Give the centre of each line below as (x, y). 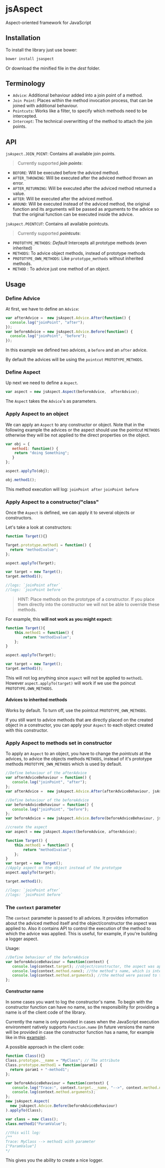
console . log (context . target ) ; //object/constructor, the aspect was (83, 966)
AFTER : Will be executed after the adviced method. (63, 199)
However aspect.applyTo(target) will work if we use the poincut (71, 683)
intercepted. (25, 116)
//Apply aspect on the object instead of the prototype (64, 868)
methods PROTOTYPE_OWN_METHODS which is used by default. (64, 764)
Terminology (25, 84)
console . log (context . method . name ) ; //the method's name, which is (81, 971)
